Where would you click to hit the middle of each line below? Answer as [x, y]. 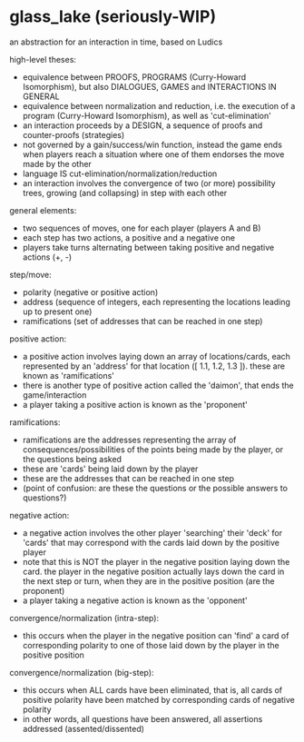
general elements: [43, 210]
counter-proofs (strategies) [74, 134]
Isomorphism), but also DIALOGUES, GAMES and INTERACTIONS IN [149, 86]
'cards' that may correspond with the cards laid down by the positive [151, 542]
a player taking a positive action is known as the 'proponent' [135, 404]
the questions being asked [72, 459]
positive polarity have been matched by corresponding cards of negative [158, 699]
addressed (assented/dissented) [83, 728]
